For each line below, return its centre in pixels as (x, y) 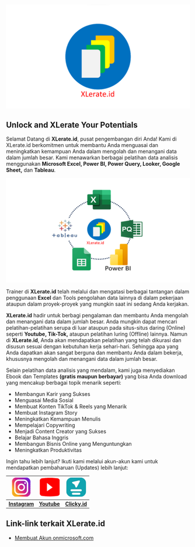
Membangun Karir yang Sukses (52, 394)
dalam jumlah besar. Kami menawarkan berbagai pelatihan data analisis (92, 158)
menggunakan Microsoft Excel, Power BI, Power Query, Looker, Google (93, 164)
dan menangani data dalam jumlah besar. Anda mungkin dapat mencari (92, 322)
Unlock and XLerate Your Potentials (72, 125)
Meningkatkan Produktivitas (48, 450)
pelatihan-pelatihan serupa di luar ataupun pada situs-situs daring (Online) (96, 327)
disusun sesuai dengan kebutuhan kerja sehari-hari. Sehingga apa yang (93, 346)
